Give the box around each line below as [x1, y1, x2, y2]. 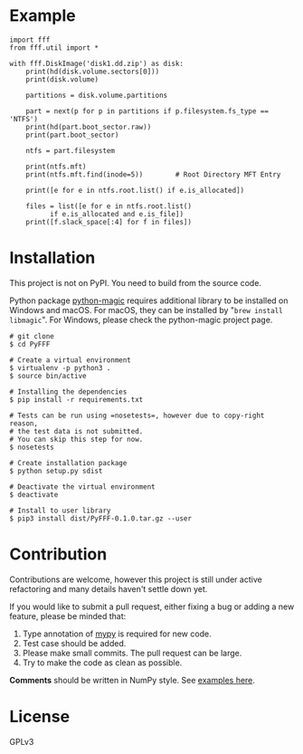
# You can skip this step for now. [9, 434, 144, 444]
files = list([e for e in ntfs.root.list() [25, 201, 193, 211]
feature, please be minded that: [9, 610, 127, 621]
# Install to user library [9, 506, 111, 515]
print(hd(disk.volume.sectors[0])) [25, 67, 160, 76]
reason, [9, 418, 39, 428]
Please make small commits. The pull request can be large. [22, 647, 242, 658]
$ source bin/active [9, 371, 88, 380]
